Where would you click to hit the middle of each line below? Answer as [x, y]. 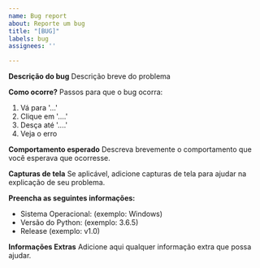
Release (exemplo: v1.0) [60, 231]
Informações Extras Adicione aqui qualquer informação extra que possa [130, 247]
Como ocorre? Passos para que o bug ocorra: [86, 92]
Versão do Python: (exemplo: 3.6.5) [79, 223]
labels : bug [28, 39]
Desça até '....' [44, 125]
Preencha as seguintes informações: [72, 198]
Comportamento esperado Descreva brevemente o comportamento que [130, 149]
